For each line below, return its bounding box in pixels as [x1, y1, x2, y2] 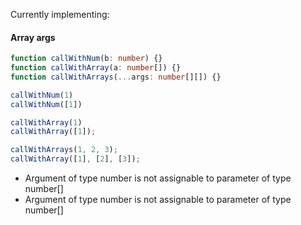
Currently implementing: [10, 9, 110, 20]
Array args [10, 31, 56, 43]
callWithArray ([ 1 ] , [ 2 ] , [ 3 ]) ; [10, 154, 141, 164]
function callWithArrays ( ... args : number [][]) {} [10, 72, 222, 82]
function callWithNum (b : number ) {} [10, 54, 163, 64]
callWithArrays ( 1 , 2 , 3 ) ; [10, 145, 118, 155]
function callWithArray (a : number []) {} [10, 63, 182, 73]
